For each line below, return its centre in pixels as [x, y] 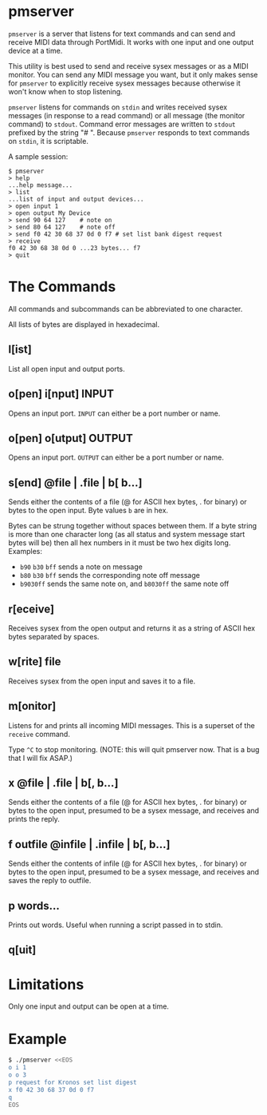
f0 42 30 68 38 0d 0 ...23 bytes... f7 [75, 248]
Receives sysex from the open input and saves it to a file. [102, 681]
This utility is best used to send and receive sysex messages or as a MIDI [128, 66]
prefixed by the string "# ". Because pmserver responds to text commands [129, 132]
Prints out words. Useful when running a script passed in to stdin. [116, 925]
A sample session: [38, 156]
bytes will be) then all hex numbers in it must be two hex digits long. [120, 543]
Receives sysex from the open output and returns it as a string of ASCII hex [132, 628]
